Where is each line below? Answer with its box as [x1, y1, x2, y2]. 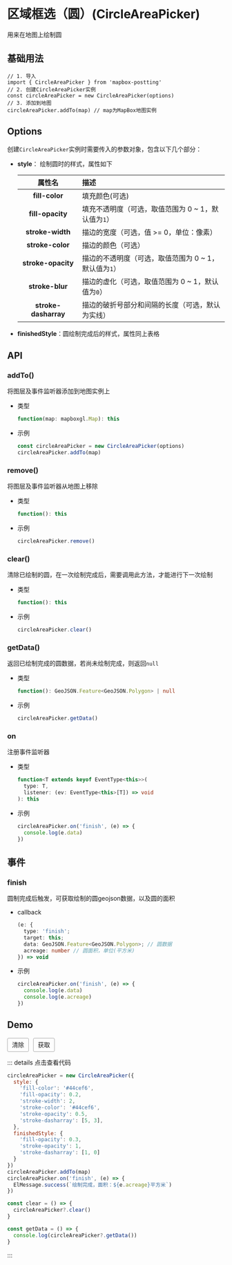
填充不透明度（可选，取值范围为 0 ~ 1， [81, 204, 212, 214]
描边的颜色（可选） [81, 240, 145, 250]
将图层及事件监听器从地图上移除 [7, 482, 98, 491]
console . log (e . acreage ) [23, 993, 92, 1001]
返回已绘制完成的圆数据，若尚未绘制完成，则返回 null [7, 659, 159, 668]
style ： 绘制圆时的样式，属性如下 [17, 160, 113, 168]
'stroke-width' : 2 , [19, 1098, 76, 1105]
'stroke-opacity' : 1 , [19, 1143, 81, 1150]
